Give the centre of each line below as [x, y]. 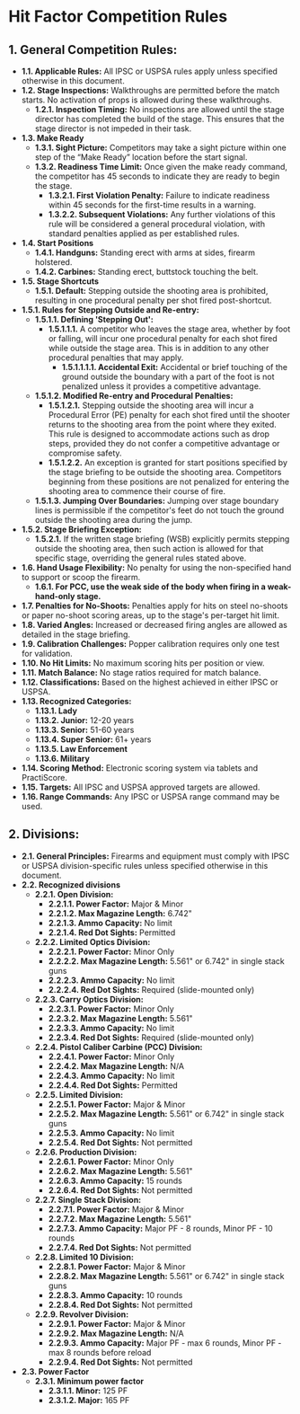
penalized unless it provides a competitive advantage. [161, 386]
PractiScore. [44, 778]
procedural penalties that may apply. [116, 358]
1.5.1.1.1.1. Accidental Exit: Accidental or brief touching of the [175, 367]
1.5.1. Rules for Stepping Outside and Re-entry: [110, 310]
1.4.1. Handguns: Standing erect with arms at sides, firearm [145, 252]
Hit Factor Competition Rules [118, 17]
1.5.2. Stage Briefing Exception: [82, 529]
